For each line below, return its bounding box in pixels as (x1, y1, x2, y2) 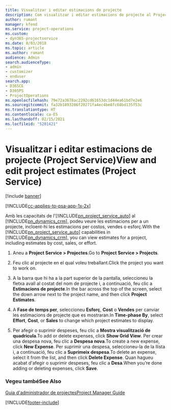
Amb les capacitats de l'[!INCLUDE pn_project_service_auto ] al (5, 212, 136, 219)
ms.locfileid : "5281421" (5, 121, 58, 127)
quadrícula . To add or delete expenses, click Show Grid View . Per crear (12, 332, 163, 339)
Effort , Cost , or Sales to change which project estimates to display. (12, 317, 154, 323)
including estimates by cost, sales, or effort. (5, 239, 97, 246)
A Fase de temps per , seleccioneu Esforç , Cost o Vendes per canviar (12, 306, 159, 312)
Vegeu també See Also (5, 378, 62, 385)
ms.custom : (5, 31, 28, 36)
